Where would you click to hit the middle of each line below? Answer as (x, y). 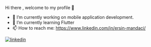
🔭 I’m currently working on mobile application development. (73, 17)
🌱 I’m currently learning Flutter (43, 23)
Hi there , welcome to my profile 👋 (40, 8)
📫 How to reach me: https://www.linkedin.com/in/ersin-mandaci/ (79, 28)
